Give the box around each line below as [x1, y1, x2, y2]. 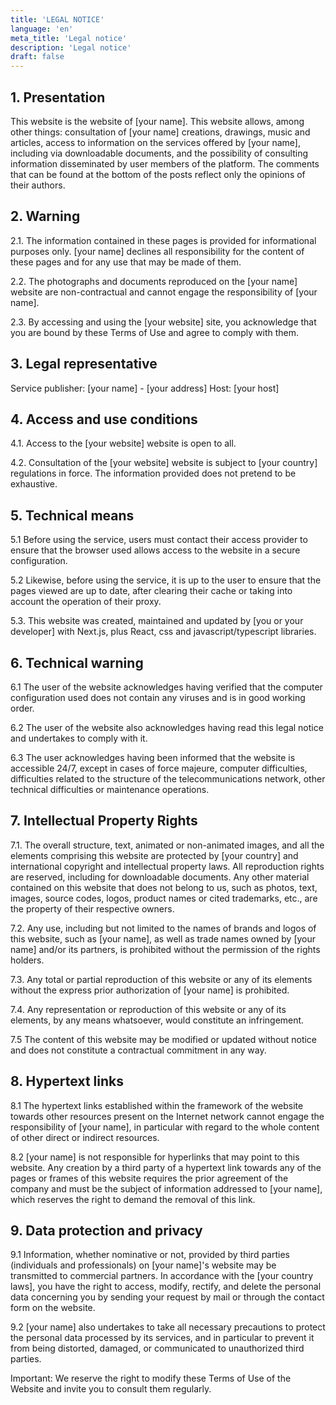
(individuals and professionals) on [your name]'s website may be [10, 1259, 277, 1271]
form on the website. [10, 1302, 96, 1314]
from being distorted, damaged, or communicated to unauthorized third [10, 1342, 305, 1355]
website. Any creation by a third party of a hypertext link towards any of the [10, 1161, 322, 1173]
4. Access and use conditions [10, 411, 198, 428]
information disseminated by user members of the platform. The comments [10, 157, 320, 170]
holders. [10, 954, 45, 966]
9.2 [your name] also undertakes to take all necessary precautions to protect [10, 1321, 326, 1333]
